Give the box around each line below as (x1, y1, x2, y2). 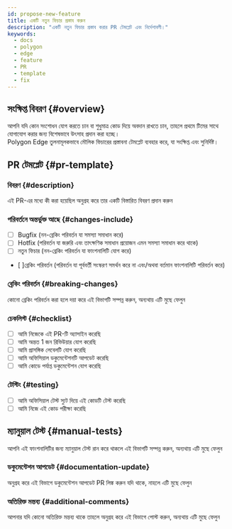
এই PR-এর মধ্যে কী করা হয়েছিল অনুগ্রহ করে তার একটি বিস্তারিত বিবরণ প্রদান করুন (7, 196, 173, 205)
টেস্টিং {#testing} (7, 380, 59, 390)
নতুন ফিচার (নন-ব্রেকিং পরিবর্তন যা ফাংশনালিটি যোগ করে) (17, 247, 132, 255)
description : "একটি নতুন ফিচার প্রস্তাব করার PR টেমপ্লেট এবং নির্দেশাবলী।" (7, 23, 169, 31)
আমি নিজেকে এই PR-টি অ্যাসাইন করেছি (17, 329, 101, 338)
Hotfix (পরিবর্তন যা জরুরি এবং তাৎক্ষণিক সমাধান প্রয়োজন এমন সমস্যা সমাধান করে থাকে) (17, 239, 199, 247)
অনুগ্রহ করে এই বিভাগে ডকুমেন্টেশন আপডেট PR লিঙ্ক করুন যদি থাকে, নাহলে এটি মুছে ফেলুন (7, 478, 192, 487)
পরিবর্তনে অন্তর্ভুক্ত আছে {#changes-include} (7, 214, 133, 224)
